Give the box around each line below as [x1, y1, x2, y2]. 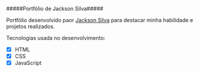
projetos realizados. [6, 23, 55, 30]
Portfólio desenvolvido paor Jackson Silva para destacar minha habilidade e [6, 17, 194, 23]
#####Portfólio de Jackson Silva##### [6, 5, 103, 12]
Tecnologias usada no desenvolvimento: [6, 35, 106, 41]
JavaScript [14, 60, 42, 67]
